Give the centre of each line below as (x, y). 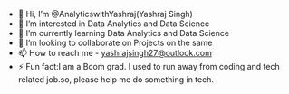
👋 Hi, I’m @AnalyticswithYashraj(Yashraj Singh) (105, 14)
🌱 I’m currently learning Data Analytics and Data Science (123, 33)
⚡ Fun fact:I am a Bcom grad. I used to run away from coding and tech (149, 66)
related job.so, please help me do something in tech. (116, 80)
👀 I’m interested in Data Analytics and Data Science (114, 23)
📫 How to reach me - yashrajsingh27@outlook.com (115, 53)
